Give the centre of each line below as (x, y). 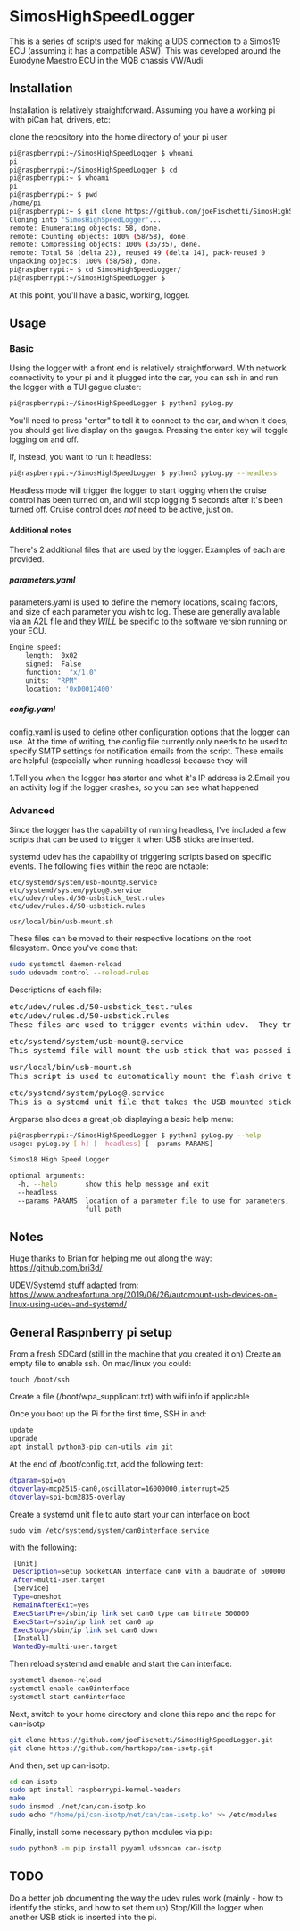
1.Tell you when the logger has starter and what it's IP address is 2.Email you (150, 778)
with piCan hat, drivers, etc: (60, 119)
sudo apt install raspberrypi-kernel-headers (95, 1790)
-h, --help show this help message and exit (113, 1184)
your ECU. (28, 631)
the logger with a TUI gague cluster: (75, 387)
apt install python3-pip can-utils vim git (92, 1447)
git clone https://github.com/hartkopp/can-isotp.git (112, 1748)
